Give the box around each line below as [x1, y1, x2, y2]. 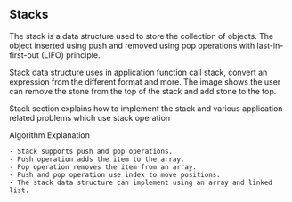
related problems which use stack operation [9, 112, 171, 123]
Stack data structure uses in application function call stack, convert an [9, 67, 268, 77]
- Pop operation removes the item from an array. [9, 162, 198, 172]
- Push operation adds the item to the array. [9, 155, 185, 164]
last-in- [256, 40, 284, 51]
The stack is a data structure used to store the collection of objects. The [9, 30, 274, 41]
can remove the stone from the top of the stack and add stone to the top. [9, 85, 277, 96]
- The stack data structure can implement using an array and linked [9, 178, 273, 187]
